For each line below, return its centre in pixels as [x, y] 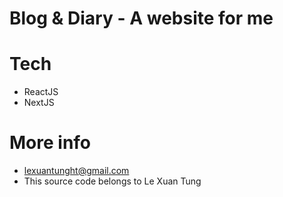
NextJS [39, 103]
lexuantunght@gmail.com [76, 171]
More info [50, 143]
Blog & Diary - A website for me [141, 18]
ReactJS [41, 92]
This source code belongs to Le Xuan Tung [112, 181]
